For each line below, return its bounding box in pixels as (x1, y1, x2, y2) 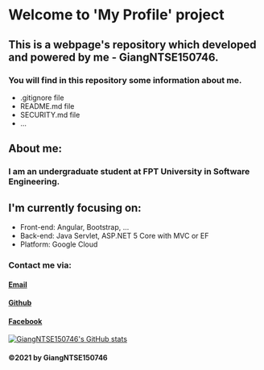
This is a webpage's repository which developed (8, 38, 257, 52)
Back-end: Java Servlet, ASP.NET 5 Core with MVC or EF (19, 231, 209, 240)
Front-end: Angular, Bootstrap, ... (19, 222, 130, 231)
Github (8, 298, 32, 308)
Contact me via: (8, 260, 72, 271)
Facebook (8, 316, 43, 326)
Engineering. (8, 176, 60, 187)
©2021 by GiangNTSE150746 (8, 352, 108, 362)
